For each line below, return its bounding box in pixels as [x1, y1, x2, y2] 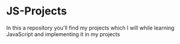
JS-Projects [6, 4, 68, 18]
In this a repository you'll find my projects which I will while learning [6, 24, 175, 31]
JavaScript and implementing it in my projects [6, 30, 120, 37]
